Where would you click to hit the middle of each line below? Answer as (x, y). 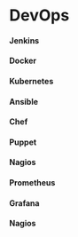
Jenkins (24, 40)
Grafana (24, 203)
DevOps (39, 16)
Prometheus (32, 182)
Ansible (23, 101)
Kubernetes (31, 81)
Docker (23, 61)
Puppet (23, 142)
